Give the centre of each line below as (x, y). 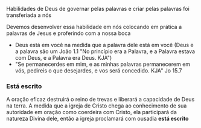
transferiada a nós (29, 15)
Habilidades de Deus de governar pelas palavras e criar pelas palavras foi (98, 9)
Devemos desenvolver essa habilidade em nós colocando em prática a (94, 27)
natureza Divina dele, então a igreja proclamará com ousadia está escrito (97, 119)
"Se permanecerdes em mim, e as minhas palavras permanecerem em (103, 64)
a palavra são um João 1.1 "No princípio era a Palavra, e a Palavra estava (105, 51)
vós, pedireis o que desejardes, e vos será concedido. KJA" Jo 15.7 (98, 71)
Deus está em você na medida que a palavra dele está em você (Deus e (104, 45)
